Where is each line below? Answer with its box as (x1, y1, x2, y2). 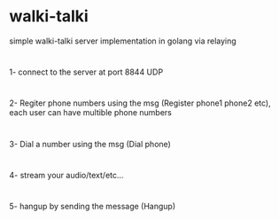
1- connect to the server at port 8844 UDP (9, 67, 164, 77)
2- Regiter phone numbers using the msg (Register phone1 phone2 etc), (9, 98, 272, 108)
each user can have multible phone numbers (9, 107, 173, 118)
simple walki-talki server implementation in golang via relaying (9, 35, 236, 46)
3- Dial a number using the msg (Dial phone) (9, 138, 171, 149)
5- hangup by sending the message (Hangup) (9, 200, 176, 211)
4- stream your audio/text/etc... (9, 169, 124, 180)
